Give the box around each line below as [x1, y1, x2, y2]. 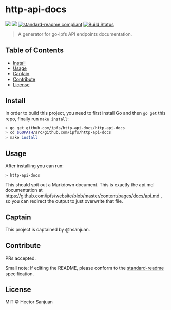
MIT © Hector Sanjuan [5, 299, 53, 305]
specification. [5, 270, 34, 277]
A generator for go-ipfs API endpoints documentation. [17, 31, 132, 37]
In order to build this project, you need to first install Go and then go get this [5, 110, 166, 116]
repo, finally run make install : [5, 115, 69, 122]
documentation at [5, 187, 43, 193]
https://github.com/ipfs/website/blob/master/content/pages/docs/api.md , [5, 192, 162, 199]
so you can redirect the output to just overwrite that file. [5, 198, 123, 204]
